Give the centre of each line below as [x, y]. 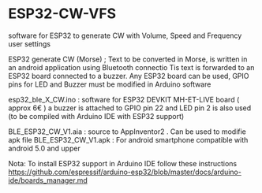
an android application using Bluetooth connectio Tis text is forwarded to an [131, 67]
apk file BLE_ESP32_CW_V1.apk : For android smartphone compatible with [128, 139]
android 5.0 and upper [44, 148]
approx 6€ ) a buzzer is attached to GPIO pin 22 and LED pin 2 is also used [130, 108]
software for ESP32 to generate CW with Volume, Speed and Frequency [125, 35]
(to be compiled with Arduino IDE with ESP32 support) [96, 116]
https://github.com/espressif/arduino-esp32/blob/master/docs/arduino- [125, 172]
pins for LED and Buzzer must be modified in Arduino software [110, 84]
